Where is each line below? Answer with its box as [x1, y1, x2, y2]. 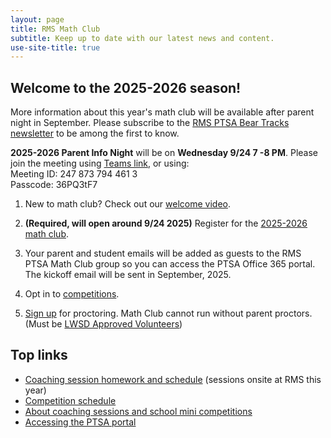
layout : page [10, 14, 65, 25]
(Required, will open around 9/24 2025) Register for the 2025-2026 [24, 217, 308, 230]
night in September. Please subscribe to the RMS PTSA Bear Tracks [10, 117, 290, 129]
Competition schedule [24, 394, 117, 406]
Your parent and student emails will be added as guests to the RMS [24, 247, 302, 260]
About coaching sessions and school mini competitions [24, 405, 253, 417]
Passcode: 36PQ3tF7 [10, 179, 98, 191]
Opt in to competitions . [24, 288, 120, 300]
